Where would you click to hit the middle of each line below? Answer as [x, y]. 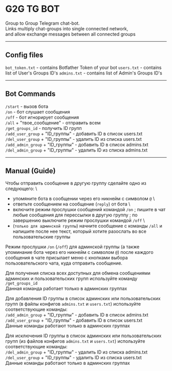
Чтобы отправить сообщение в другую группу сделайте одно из [76, 183]
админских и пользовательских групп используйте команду [71, 279]
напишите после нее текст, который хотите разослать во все [80, 231]
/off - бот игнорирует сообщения [42, 117]
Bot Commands [30, 94]
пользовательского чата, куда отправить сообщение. [64, 263]
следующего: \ [21, 189]
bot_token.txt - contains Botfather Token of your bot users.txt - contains [83, 67]
